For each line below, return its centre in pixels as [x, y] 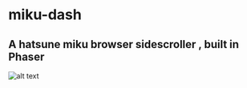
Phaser [26, 56]
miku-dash [45, 15]
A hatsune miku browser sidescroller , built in [123, 44]
